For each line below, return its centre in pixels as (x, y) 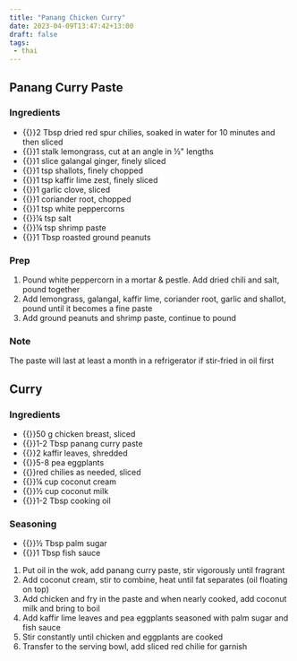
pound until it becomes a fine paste (87, 309)
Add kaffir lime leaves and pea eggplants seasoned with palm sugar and (155, 618)
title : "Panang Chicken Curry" (68, 17)
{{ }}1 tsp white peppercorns (73, 208)
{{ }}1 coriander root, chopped (76, 199)
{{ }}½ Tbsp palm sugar (64, 544)
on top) (35, 589)
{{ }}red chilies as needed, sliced (81, 473)
